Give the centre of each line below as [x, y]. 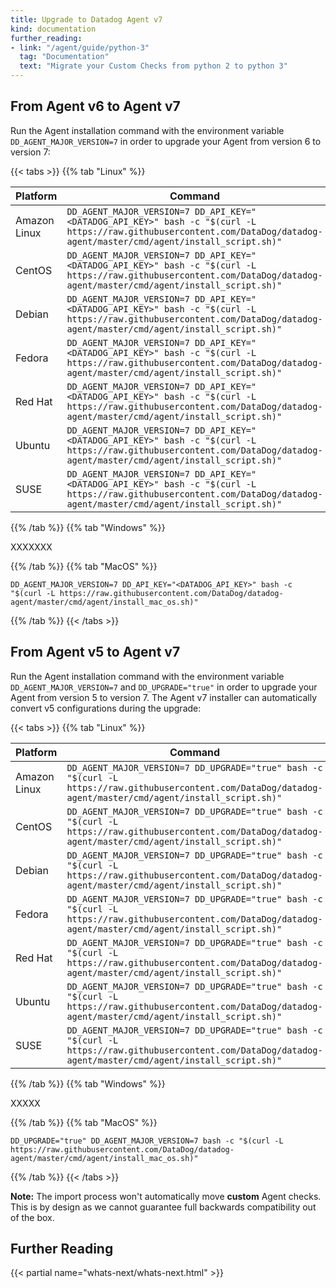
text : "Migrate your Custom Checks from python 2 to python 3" [153, 66]
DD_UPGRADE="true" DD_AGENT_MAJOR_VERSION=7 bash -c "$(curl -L [147, 1141]
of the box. [32, 1217]
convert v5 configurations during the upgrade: [106, 708]
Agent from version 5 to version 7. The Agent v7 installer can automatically [164, 697]
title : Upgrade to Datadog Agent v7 [86, 19]
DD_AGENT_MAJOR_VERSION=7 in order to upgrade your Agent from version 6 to [166, 141]
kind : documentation [53, 29]
